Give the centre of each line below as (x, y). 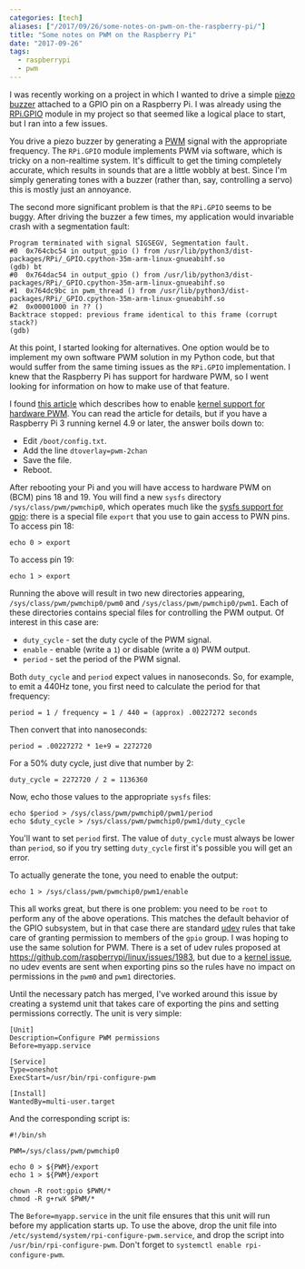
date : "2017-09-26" (46, 43)
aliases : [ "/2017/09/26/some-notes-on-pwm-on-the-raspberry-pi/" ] (138, 26)
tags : (20, 52)
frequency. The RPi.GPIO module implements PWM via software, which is (146, 150)
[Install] (28, 1093)
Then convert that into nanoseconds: (79, 730)
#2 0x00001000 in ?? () (56, 307)
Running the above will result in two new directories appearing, (127, 593)
